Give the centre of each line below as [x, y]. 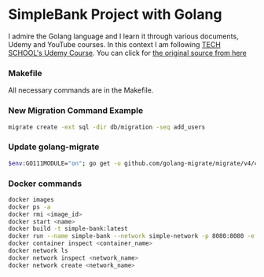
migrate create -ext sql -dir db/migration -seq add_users [107, 127]
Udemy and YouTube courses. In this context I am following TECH [115, 44]
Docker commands [45, 184]
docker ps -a [29, 207]
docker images [31, 199]
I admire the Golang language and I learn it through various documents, [123, 36]
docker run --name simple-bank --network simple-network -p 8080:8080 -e [132, 236]
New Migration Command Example [76, 111]
